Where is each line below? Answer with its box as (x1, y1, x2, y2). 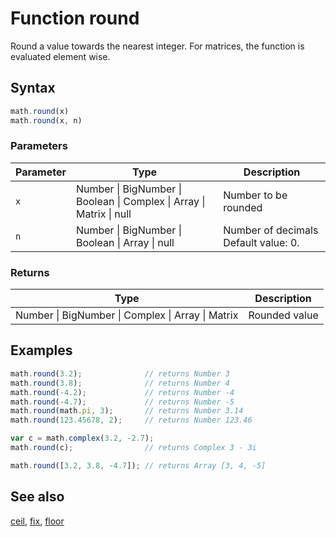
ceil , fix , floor (10, 515, 65, 527)
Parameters (10, 139, 68, 153)
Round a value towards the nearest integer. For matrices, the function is (10, 40, 305, 52)
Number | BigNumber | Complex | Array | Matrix (15, 308, 239, 322)
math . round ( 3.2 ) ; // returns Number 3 (10, 368, 230, 379)
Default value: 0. (223, 235, 300, 249)
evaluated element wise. (10, 50, 111, 62)
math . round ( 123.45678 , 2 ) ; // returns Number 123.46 (10, 415, 253, 426)
